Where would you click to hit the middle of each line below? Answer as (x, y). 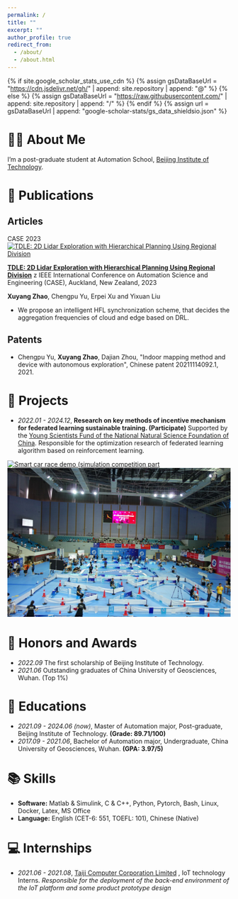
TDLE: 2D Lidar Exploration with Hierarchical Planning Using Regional (111, 267)
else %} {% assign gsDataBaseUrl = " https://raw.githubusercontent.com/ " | (117, 96)
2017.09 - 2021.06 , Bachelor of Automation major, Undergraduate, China (123, 742)
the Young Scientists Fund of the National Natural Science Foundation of (123, 435)
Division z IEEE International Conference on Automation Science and (108, 275)
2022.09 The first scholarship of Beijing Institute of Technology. (110, 663)
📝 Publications (51, 196)
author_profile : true (39, 38)
